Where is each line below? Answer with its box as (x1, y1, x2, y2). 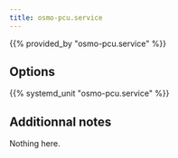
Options (9, 64, 56, 79)
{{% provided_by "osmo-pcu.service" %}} (9, 38, 167, 49)
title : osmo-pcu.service (9, 13, 103, 23)
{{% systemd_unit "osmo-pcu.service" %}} (9, 88, 170, 99)
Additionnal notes (9, 114, 112, 129)
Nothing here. (9, 138, 61, 149)
